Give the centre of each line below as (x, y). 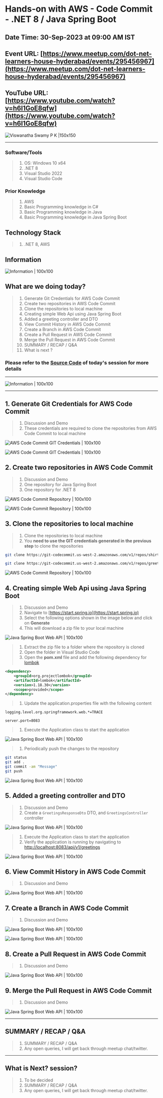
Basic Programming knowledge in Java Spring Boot (75, 217)
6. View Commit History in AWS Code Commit (75, 872)
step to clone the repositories (54, 546)
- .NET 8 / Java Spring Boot (61, 19)
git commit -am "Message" (31, 767)
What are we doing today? (45, 286)
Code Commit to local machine (55, 433)
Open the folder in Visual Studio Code (62, 652)
